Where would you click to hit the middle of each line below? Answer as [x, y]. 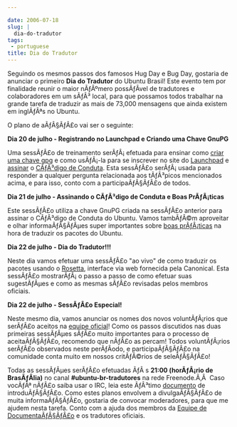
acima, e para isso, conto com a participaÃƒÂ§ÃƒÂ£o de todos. [99, 183]
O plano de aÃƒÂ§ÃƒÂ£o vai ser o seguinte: [70, 125]
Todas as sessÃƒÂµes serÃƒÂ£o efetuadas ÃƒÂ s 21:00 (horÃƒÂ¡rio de [110, 370]
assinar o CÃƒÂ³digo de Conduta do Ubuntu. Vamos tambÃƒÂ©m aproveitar [118, 218]
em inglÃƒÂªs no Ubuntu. [44, 111]
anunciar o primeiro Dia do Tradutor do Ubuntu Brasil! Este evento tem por [117, 81]
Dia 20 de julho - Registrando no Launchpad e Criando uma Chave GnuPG [118, 139]
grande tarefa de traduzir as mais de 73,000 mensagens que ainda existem [117, 104]
